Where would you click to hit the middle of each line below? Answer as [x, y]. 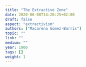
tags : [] [14, 52]
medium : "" [16, 43]
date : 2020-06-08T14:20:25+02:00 [40, 15]
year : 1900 [16, 47]
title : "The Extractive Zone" [37, 10]
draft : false [19, 19]
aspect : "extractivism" [30, 24]
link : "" [14, 38]
